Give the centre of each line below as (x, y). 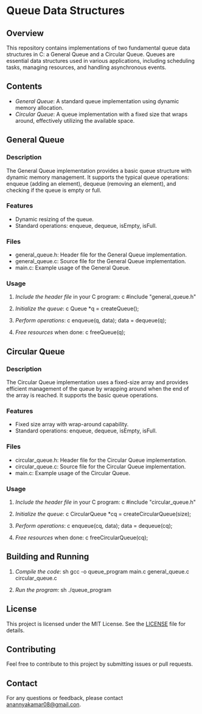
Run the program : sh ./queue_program (63, 589)
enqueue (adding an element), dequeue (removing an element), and (91, 183)
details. (16, 630)
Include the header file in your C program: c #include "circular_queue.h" (105, 502)
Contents (24, 86)
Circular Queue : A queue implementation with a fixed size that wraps (101, 114)
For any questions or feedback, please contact (65, 698)
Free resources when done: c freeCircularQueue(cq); (82, 537)
